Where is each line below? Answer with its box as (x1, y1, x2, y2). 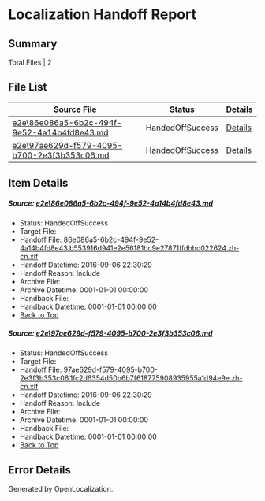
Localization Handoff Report (8, 6, 197, 24)
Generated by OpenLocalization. (8, 484, 114, 493)
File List (8, 80, 47, 94)
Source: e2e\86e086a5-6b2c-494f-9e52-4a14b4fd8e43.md (8, 199, 214, 208)
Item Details (8, 176, 69, 190)
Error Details (8, 463, 71, 477)
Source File (53, 104, 97, 115)
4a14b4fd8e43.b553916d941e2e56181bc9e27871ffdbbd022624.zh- (19, 243, 240, 253)
